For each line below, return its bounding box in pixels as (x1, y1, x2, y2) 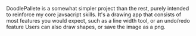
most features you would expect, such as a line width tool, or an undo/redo (6, 17, 191, 24)
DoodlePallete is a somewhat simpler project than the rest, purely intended (6, 5, 189, 12)
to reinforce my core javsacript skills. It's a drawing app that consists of (6, 11, 182, 18)
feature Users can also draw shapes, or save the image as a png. (6, 23, 166, 30)
